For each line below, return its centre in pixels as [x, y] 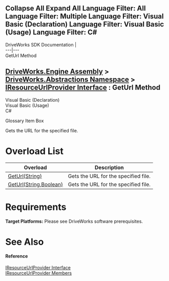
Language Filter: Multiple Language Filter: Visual [84, 17]
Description [109, 167]
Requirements [36, 207]
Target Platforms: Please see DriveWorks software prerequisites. [74, 221]
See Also [25, 242]
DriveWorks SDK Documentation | [41, 44]
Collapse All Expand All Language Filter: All [76, 8]
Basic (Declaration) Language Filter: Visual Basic [85, 24]
